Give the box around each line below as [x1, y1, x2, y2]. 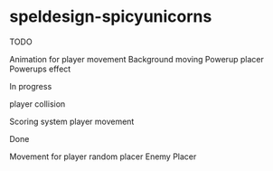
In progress [9, 81, 52, 91]
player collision [9, 98, 66, 109]
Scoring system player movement [9, 116, 135, 127]
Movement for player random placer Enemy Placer [9, 151, 197, 162]
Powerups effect [9, 63, 71, 74]
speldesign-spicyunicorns [9, 6, 212, 27]
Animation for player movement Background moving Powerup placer [9, 53, 264, 64]
